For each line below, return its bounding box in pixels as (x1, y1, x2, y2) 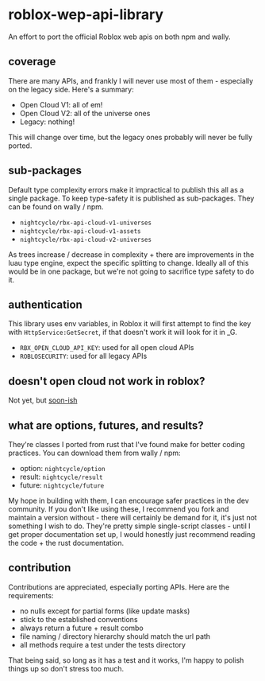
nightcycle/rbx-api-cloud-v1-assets (19, 227, 141, 235)
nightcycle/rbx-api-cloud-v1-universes (19, 219, 152, 227)
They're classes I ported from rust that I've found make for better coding (8, 440, 245, 449)
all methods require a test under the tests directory (19, 640, 186, 649)
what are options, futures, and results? (8, 418, 204, 432)
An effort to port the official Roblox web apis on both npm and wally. (8, 32, 232, 41)
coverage (8, 55, 56, 68)
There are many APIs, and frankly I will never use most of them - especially (8, 76, 254, 85)
